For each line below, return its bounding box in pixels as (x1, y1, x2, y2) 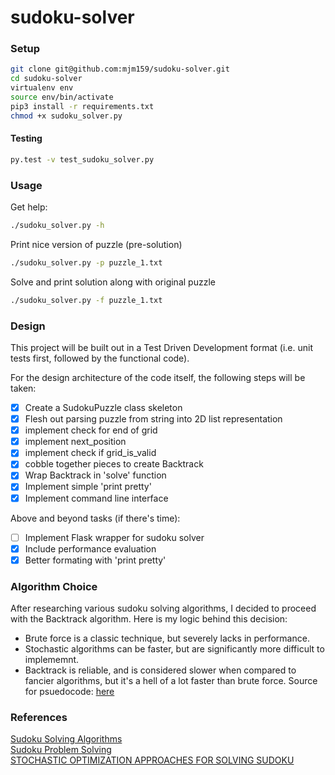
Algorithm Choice (10, 579, 98, 593)
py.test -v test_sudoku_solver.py (10, 154, 155, 165)
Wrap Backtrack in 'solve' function (24, 469, 167, 481)
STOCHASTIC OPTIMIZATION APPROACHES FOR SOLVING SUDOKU (10, 754, 295, 766)
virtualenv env (10, 83, 74, 93)
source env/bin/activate (10, 92, 114, 103)
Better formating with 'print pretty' (24, 554, 167, 566)
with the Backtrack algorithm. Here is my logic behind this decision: (10, 613, 288, 625)
